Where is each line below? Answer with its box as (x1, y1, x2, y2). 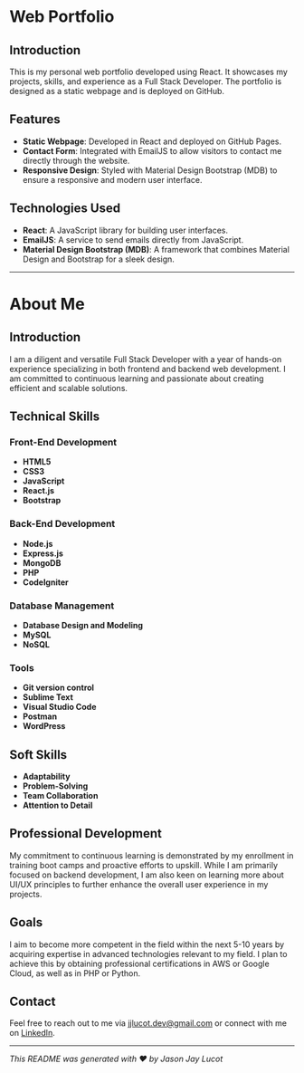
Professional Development (9, 826, 163, 841)
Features (9, 111, 61, 128)
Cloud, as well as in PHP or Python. (9, 967, 141, 979)
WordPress (22, 721, 66, 732)
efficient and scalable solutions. (9, 382, 128, 393)
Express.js (22, 548, 63, 559)
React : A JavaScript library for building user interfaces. (22, 225, 229, 235)
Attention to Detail (22, 800, 93, 811)
